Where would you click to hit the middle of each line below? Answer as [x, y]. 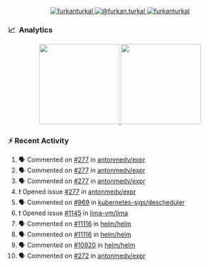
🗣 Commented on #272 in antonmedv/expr [82, 256]
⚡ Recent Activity [39, 141]
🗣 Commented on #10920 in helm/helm [77, 245]
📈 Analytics [31, 30]
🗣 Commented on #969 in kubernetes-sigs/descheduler [102, 202]
